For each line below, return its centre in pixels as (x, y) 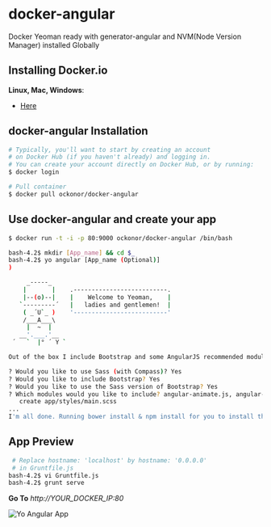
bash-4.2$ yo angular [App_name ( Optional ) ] (84, 260)
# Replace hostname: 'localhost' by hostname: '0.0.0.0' (109, 460)
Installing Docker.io (58, 71)
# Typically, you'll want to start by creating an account (110, 150)
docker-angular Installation (78, 131)
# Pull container (38, 187)
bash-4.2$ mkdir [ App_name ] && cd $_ (72, 253)
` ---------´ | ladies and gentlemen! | (95, 305)
